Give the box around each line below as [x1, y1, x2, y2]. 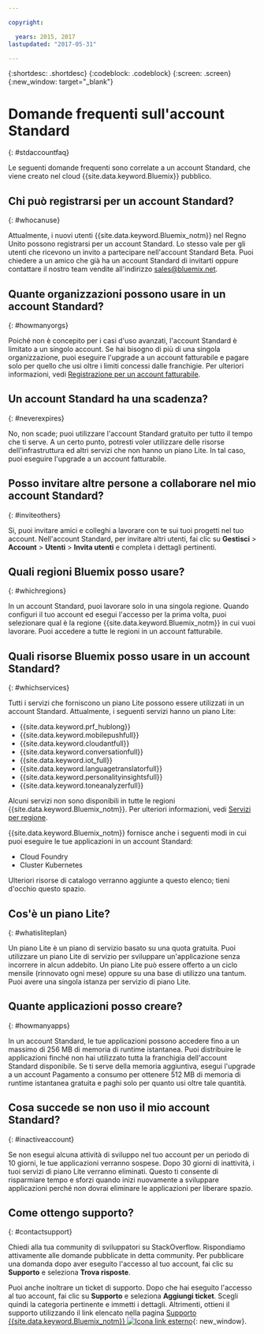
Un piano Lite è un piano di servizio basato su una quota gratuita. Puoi [8, 943, 236, 953]
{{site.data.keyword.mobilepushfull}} [19, 731, 139, 740]
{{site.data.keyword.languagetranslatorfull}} [19, 764, 163, 773]
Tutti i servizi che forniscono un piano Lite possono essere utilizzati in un [8, 698, 244, 708]
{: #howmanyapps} [8, 1021, 71, 1030]
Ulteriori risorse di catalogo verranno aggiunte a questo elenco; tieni [8, 875, 230, 886]
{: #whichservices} [8, 683, 70, 693]
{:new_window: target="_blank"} [8, 77, 114, 87]
